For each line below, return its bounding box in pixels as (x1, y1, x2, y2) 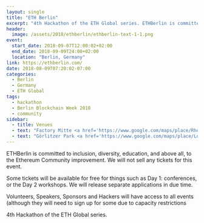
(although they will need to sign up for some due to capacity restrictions (6, 199, 187, 207)
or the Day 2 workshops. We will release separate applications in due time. (6, 180, 193, 188)
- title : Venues (12, 122, 53, 128)
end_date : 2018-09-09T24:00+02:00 (12, 49, 99, 55)
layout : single (6, 9, 45, 15)
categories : (6, 71, 36, 77)
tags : (6, 94, 20, 100)
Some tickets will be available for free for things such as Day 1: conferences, (6, 174, 197, 182)
